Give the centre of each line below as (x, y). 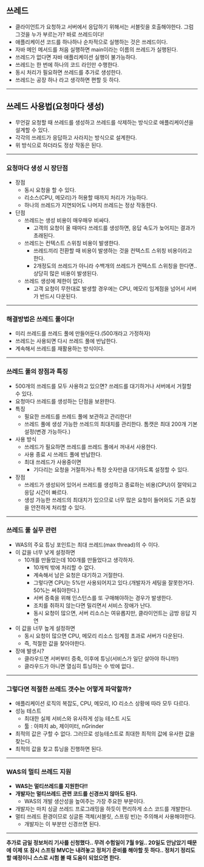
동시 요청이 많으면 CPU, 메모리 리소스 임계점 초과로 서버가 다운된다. (104, 636)
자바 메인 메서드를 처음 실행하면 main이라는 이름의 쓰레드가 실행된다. (96, 49)
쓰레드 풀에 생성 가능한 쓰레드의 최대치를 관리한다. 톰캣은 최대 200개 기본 (111, 424)
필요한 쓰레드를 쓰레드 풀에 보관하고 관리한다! (78, 416)
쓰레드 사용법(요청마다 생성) (55, 107)
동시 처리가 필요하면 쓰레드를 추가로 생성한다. (69, 72)
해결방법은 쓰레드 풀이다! (40, 319)
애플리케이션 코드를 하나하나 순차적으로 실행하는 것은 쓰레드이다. (91, 42)
